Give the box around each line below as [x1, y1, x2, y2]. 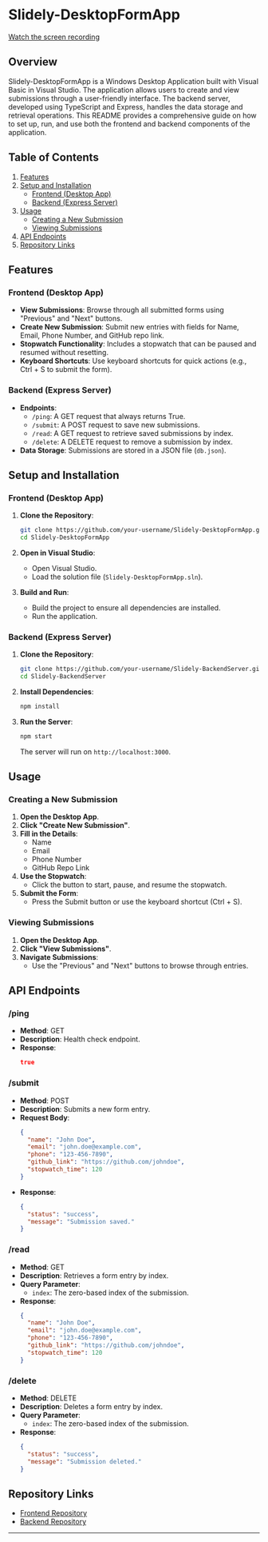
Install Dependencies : [19, 687, 94, 697]
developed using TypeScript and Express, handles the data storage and [8, 102, 243, 111]
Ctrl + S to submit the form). [19, 365, 112, 374]
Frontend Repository [19, 1508, 88, 1518]
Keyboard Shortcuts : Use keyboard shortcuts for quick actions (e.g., [19, 356, 247, 366]
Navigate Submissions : [19, 952, 99, 961]
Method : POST [19, 1096, 70, 1105]
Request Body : [19, 1113, 70, 1122]
